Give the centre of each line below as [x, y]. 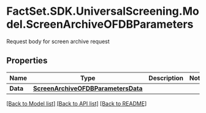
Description [166, 78]
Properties [27, 60]
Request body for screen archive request [58, 41]
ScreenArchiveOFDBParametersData [88, 88]
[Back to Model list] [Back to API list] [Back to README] [77, 103]
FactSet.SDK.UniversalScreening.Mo [103, 11]
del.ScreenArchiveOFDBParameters [100, 24]
